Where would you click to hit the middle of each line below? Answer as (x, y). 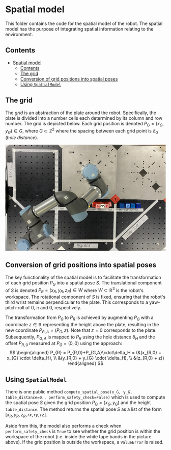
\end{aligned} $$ (85, 363)
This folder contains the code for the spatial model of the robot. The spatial (84, 23)
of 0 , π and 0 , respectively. (53, 308)
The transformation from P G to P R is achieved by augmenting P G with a (79, 318)
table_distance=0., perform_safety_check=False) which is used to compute (85, 397)
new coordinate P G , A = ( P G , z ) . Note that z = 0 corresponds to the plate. (81, 331)
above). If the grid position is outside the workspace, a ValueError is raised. (84, 442)
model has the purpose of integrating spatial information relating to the (79, 29)
